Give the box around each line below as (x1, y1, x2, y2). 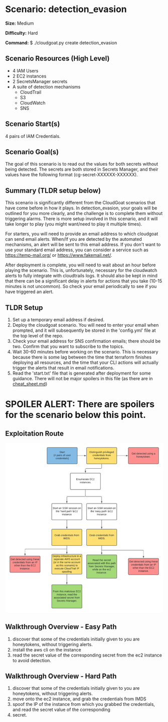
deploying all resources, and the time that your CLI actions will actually (12, 359, 159, 366)
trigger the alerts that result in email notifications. (12, 365, 114, 371)
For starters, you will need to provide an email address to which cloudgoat (5, 231, 158, 237)
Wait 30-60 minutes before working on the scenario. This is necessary (12, 349, 158, 354)
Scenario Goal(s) (5, 148, 59, 156)
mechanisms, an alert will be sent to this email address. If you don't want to (5, 242, 161, 248)
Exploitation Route (5, 429, 64, 438)
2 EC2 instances (12, 73, 47, 79)
